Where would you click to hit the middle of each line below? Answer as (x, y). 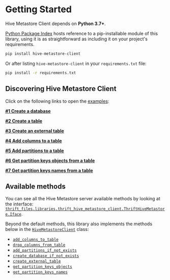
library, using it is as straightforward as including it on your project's (76, 39)
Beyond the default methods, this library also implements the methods (79, 224)
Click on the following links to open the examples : (57, 101)
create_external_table (37, 262)
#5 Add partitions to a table (35, 150)
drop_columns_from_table (39, 245)
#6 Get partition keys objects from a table (50, 160)
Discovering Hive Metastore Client (61, 89)
